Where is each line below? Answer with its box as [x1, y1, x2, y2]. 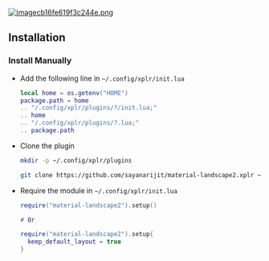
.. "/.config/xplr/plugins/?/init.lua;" [19, 104, 157, 112]
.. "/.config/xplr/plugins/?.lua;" [19, 119, 140, 127]
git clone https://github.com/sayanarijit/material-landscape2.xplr [19, 171, 255, 179]
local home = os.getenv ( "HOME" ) [19, 89, 128, 97]
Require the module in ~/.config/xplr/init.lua [19, 185, 178, 195]
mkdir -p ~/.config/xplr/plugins [19, 156, 132, 164]
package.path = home [19, 97, 89, 105]
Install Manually [8, 55, 72, 66]
